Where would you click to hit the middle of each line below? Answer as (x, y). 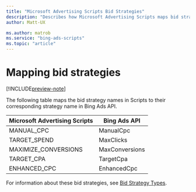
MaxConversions (122, 149)
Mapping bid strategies (64, 73)
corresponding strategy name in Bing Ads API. (62, 106)
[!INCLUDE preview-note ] (36, 89)
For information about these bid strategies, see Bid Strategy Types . (87, 183)
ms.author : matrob (28, 33)
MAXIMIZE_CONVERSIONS (46, 149)
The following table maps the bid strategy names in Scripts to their (86, 100)
